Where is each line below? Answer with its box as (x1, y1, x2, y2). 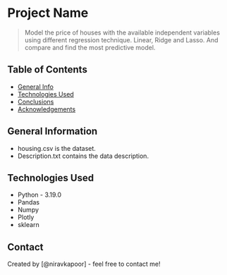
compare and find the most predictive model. (24, 43, 156, 51)
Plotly (17, 213, 35, 221)
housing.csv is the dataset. (17, 144, 97, 152)
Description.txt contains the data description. (17, 152, 149, 160)
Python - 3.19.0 (17, 190, 62, 199)
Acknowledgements (17, 104, 76, 114)
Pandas (17, 198, 40, 207)
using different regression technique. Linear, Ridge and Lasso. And (24, 35, 219, 44)
